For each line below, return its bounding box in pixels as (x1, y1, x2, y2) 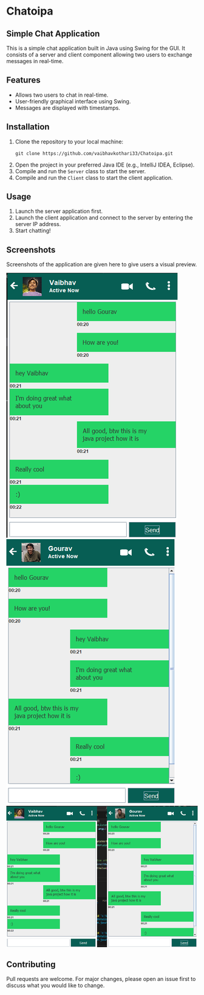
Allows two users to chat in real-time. (15, 91, 109, 98)
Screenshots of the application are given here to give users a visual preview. (6, 261, 197, 268)
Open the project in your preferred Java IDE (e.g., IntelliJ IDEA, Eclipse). (15, 161, 195, 168)
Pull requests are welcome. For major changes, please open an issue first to (6, 976, 196, 983)
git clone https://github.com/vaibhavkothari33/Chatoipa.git (15, 150, 174, 156)
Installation (6, 122, 50, 132)
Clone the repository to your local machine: (15, 138, 123, 145)
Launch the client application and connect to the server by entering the (15, 214, 193, 221)
